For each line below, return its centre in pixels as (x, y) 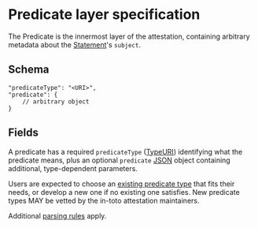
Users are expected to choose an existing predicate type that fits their (122, 184)
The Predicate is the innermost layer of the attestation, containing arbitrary (129, 36)
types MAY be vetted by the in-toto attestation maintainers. (104, 200)
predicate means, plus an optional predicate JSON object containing (119, 160)
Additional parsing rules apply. (57, 215)
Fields (24, 133)
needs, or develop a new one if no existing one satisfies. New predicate (124, 192)
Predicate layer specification (104, 15)
